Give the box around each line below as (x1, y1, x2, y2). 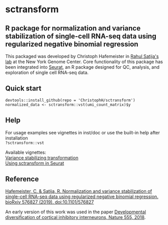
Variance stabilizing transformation (5, 154, 79, 161)
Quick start (5, 84, 42, 93)
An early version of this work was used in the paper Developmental (5, 209, 146, 215)
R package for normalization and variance (5, 24, 141, 33)
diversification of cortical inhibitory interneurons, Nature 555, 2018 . (5, 214, 146, 220)
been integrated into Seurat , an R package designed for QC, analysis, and (5, 64, 160, 70)
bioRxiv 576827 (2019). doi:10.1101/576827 (5, 199, 94, 205)
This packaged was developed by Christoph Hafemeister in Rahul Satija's (5, 53, 159, 59)
